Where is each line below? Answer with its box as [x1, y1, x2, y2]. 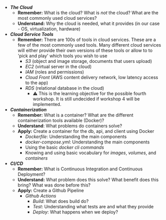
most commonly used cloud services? [17, 15, 97, 21]
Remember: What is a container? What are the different [17, 112, 134, 118]
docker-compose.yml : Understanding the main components [25, 139, 150, 145]
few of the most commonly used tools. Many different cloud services [17, 42, 161, 48]
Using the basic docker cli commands [25, 144, 104, 150]
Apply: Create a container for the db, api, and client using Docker [17, 128, 154, 134]
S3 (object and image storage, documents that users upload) [25, 58, 152, 64]
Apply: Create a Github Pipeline [17, 188, 85, 193]
